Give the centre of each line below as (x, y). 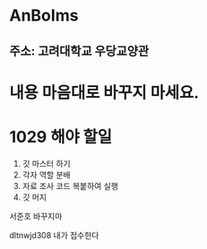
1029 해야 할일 (61, 137)
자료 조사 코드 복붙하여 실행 (70, 185)
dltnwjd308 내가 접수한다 (54, 235)
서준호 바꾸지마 (36, 216)
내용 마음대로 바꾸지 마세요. (104, 93)
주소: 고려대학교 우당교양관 (79, 51)
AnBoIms (44, 16)
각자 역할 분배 (46, 175)
